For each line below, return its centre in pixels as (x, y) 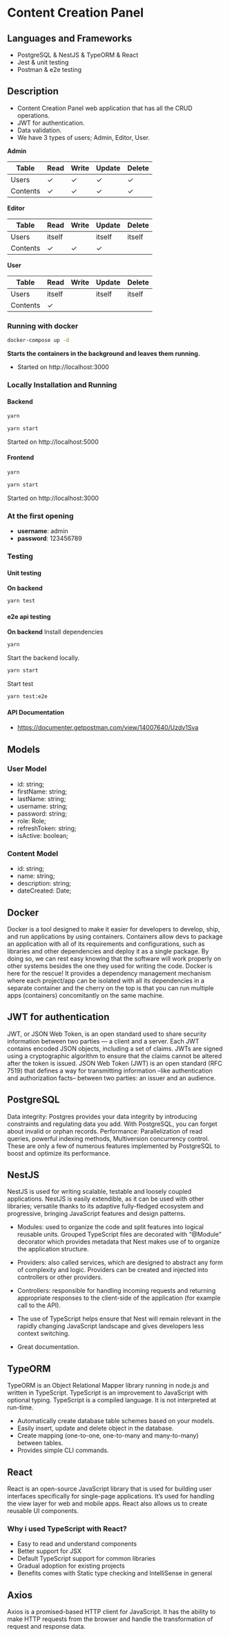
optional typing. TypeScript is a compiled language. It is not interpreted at (112, 1400)
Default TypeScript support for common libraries (86, 1559)
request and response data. (47, 1627)
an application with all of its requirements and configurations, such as (106, 944)
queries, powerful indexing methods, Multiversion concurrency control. (108, 1138)
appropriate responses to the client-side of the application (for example (119, 1298)
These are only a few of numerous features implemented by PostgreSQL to (114, 1146)
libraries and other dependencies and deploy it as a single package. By (108, 951)
